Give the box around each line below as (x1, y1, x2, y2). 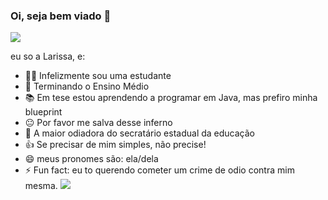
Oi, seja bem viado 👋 (10, 9, 112, 23)
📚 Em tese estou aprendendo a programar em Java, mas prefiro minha (24, 92, 318, 104)
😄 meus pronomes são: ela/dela (24, 153, 159, 165)
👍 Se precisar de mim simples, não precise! (24, 139, 207, 151)
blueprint (24, 106, 63, 118)
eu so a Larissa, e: (10, 50, 86, 63)
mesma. (24, 180, 58, 192)
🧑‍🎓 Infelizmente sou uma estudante (24, 70, 172, 82)
